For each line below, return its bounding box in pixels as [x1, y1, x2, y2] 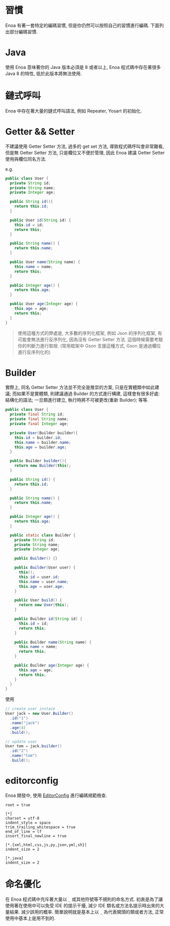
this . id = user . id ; [18, 574, 60, 580]
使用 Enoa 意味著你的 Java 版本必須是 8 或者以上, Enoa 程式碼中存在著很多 [5, 64, 161, 70]
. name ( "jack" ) [10, 720, 39, 725]
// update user [5, 739, 37, 744]
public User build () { [14, 598, 62, 603]
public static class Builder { [10, 532, 76, 537]
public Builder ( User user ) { [14, 565, 76, 570]
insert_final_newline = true [5, 833, 67, 838]
